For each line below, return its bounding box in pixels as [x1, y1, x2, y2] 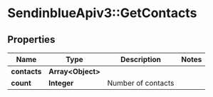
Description [120, 55, 162, 64]
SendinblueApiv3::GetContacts [7, 5, 197, 21]
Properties [7, 34, 56, 46]
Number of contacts [107, 78, 175, 88]
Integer [48, 78, 74, 88]
